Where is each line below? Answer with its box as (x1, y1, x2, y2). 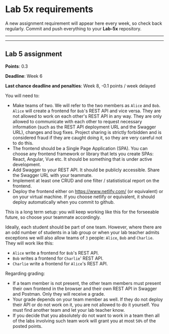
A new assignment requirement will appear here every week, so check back (5, 20, 162, 26)
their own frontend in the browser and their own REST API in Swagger (12, 285, 157, 292)
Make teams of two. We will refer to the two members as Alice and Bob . (12, 102, 161, 108)
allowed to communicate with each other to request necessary (12, 118, 142, 124)
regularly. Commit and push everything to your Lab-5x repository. (5, 25, 142, 31)
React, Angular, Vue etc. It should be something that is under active (12, 156, 152, 162)
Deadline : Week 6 (5, 73, 43, 79)
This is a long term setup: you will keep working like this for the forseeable (5, 209, 159, 215)
